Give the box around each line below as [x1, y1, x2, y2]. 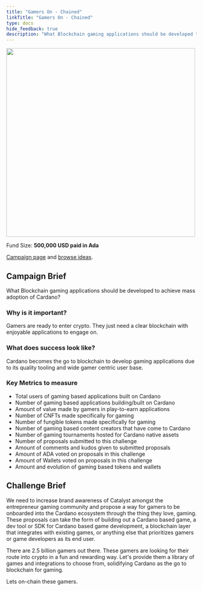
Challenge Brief [6, 481, 66, 491]
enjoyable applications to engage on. [6, 328, 98, 336]
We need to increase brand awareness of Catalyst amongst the [6, 496, 164, 504]
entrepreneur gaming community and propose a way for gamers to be [6, 503, 180, 510]
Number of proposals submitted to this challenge [14, 437, 137, 444]
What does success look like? [6, 343, 95, 352]
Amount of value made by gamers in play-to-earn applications [14, 405, 170, 412]
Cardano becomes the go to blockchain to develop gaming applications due [6, 357, 195, 365]
